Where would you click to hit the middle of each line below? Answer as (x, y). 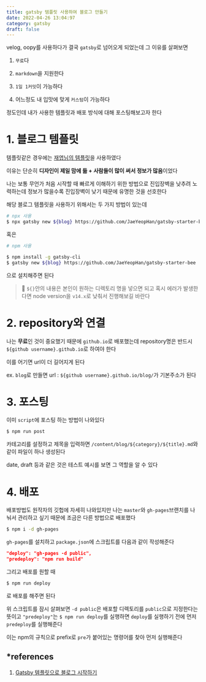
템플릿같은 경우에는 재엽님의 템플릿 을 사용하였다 (64, 158)
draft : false (23, 29)
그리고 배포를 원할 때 (31, 572)
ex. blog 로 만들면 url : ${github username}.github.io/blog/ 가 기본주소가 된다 (101, 375)
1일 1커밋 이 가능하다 (39, 86)
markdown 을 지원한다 (40, 74)
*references (30, 657)
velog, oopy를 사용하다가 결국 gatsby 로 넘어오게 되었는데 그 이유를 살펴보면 (97, 47)
